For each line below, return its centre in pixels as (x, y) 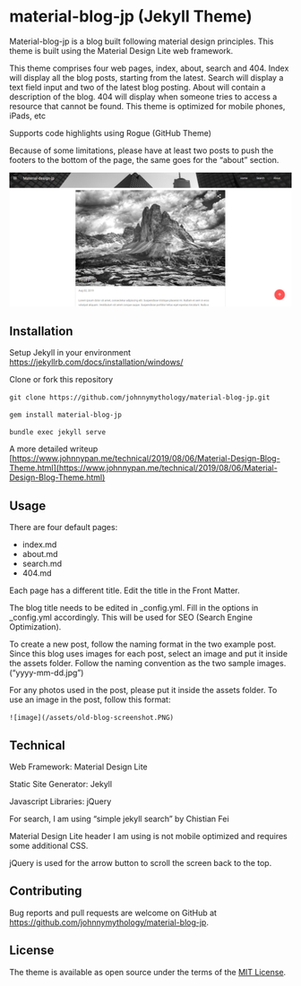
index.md (39, 544)
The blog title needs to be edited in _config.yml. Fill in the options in (134, 608)
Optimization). (35, 627)
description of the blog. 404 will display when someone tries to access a (143, 97)
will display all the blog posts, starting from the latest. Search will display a (146, 77)
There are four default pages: (64, 527)
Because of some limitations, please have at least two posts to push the (142, 150)
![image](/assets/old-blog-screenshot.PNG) (92, 718)
